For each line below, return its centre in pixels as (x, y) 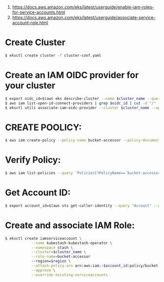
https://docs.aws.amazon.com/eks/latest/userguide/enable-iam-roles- (83, 7)
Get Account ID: (38, 193)
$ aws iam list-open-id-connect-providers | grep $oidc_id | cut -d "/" (81, 103)
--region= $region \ (51, 261)
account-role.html (30, 23)
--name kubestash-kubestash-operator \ (72, 243)
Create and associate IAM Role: (70, 225)
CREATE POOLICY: (43, 127)
